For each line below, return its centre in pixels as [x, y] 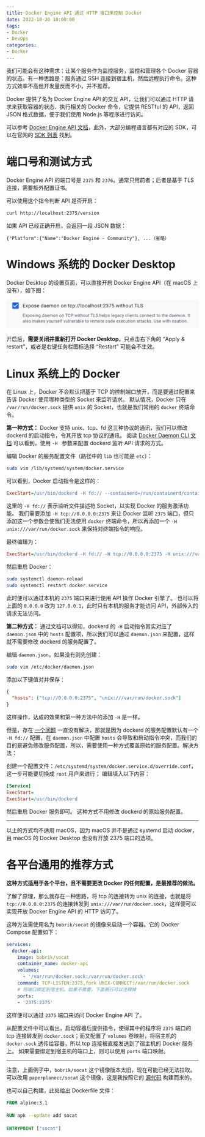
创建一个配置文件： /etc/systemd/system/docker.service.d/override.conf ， [101, 766]
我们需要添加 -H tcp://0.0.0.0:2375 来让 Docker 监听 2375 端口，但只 [106, 514]
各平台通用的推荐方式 [60, 865]
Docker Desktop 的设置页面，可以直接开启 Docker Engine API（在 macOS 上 [102, 282]
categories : [21, 45]
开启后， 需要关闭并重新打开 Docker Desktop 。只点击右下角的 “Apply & [95, 339]
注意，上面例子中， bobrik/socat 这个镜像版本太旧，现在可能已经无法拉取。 [101, 1070]
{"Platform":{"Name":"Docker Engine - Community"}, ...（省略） [88, 238]
